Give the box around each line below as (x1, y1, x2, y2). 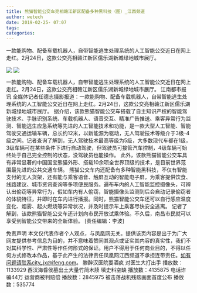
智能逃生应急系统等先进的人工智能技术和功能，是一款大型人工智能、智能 (16, 122, 191, 129)
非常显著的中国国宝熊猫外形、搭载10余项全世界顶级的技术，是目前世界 (11, 159, 181, 166)
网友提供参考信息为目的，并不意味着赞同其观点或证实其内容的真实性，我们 (6, 237, 186, 244)
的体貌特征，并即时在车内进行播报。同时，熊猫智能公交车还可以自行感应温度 (6, 195, 191, 202)
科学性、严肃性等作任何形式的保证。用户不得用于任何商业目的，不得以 (16, 244, 186, 251)
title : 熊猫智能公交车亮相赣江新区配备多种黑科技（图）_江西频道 (6, 8, 145, 15)
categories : (6, 30, 35, 36)
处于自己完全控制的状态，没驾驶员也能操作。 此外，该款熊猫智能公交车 (11, 151, 182, 158)
